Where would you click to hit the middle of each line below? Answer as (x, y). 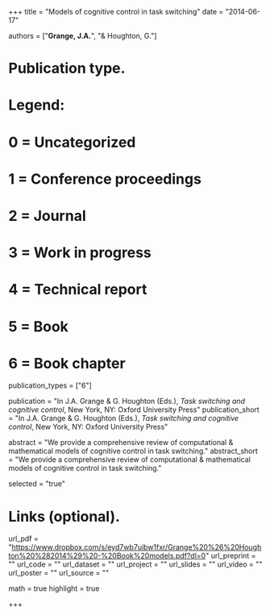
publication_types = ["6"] (50, 385)
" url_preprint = (231, 556)
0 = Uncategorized (72, 142)
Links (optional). (64, 516)
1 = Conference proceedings (105, 179)
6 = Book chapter (67, 363)
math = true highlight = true (54, 588)
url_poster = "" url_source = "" (59, 573)
